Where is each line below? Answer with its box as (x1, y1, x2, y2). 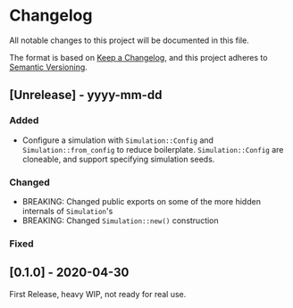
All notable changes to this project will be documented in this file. (9, 35, 250, 46)
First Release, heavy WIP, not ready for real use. (9, 288, 187, 299)
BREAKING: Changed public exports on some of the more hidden (21, 196, 262, 206)
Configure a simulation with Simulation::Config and (21, 135, 214, 146)
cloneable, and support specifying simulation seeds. (21, 154, 215, 164)
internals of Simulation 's (21, 205, 113, 216)
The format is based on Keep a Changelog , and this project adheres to (9, 52, 268, 62)
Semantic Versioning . (9, 62, 88, 72)
